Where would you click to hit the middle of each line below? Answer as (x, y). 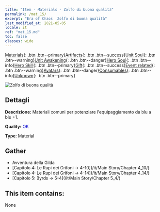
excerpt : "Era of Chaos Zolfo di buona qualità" (56, 18)
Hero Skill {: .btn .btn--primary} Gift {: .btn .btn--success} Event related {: (85, 65)
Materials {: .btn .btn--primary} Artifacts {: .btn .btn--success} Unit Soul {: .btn (80, 55)
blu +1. (12, 117)
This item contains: (35, 193)
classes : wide (19, 41)
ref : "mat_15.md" (23, 32)
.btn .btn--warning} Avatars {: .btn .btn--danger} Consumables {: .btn (72, 70)
